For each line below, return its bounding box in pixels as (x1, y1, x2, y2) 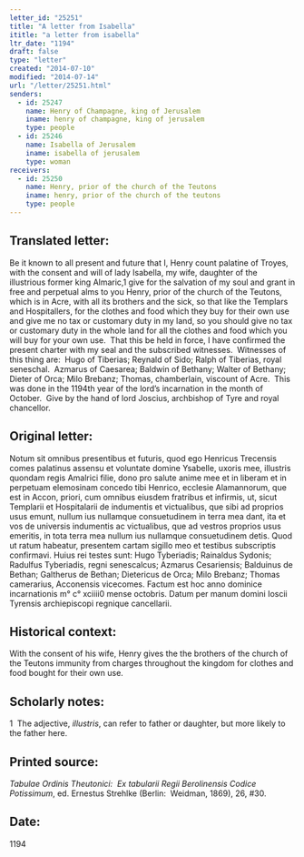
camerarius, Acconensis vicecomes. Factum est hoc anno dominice (9, 579, 263, 590)
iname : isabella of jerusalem (25, 148, 141, 157)
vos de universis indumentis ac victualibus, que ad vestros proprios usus (9, 520, 281, 531)
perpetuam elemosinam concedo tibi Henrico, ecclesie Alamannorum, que (9, 481, 288, 492)
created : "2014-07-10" (9, 65, 95, 74)
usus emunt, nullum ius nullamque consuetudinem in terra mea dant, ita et (9, 510, 286, 521)
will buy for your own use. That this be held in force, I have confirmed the (9, 334, 286, 346)
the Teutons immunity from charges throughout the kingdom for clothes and (9, 658, 294, 669)
